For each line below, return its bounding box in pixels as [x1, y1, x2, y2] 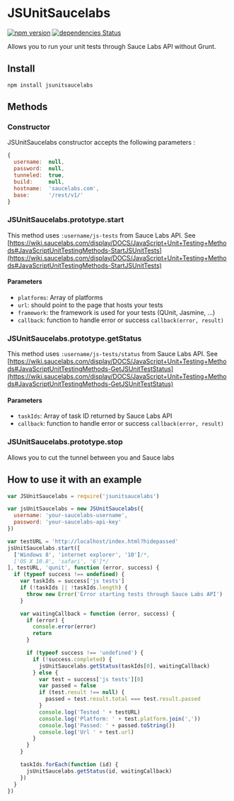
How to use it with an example [7, 474, 142, 486]
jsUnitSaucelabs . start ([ [7, 544, 81, 551]
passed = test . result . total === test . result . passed [45, 695, 201, 703]
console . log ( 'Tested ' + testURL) [38, 708, 141, 716]
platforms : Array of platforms [17, 293, 103, 302]
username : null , [13, 158, 65, 166]
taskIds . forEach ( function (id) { [20, 761, 119, 768]
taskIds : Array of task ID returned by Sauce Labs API [17, 411, 172, 420]
